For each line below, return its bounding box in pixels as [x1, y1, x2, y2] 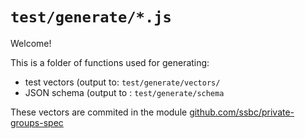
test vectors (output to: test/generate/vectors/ [24, 76, 221, 88]
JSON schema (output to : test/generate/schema [24, 86, 225, 98]
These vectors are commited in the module [10, 106, 188, 118]
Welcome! [10, 37, 52, 49]
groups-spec [10, 116, 64, 128]
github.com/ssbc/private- [189, 106, 295, 118]
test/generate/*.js [10, 8, 172, 27]
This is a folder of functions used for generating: [10, 56, 210, 68]
